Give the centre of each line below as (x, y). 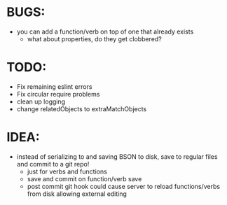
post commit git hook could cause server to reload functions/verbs (124, 186)
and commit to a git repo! (53, 164)
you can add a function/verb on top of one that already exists (105, 31)
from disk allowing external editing (77, 194)
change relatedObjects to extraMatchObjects (82, 108)
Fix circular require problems (58, 94)
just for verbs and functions (67, 171)
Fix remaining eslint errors (54, 86)
